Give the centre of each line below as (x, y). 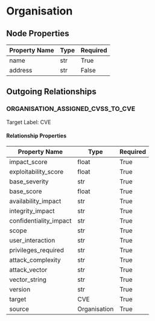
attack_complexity (35, 259)
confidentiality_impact (40, 220)
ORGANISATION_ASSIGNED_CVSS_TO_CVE (71, 109)
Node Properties (38, 33)
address (21, 70)
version (20, 289)
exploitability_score (36, 171)
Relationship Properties (36, 136)
